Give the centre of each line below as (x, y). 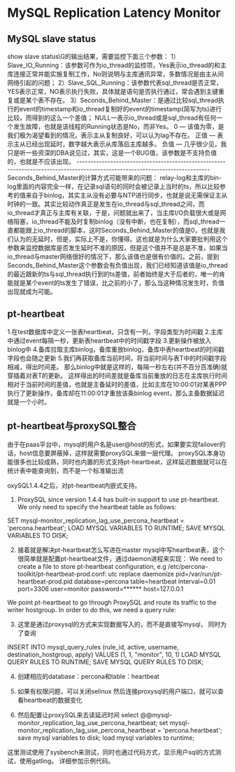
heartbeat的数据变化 (53, 700)
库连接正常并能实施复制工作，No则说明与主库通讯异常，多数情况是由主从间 (115, 74)
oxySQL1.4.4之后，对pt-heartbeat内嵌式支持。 (74, 485)
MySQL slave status (52, 39)
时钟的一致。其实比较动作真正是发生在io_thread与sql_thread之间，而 (106, 204)
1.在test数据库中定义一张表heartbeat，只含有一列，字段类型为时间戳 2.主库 (115, 331)
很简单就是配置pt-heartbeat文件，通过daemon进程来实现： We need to (120, 558)
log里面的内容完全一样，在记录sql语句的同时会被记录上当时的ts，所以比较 (114, 186)
